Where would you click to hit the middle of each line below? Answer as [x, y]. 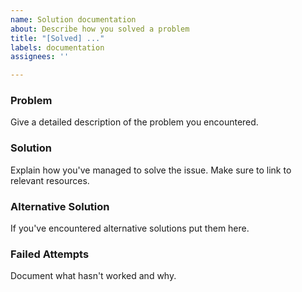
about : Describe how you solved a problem [100, 29]
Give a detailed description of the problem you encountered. [134, 122]
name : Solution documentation [73, 19]
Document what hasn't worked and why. [93, 276]
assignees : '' [40, 57]
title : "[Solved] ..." [57, 38]
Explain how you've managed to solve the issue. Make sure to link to [151, 170]
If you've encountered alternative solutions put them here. [130, 228]
